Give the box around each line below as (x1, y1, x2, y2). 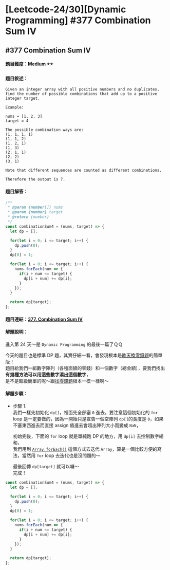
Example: (5, 105, 24, 110)
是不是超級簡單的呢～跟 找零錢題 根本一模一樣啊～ (5, 378, 109, 384)
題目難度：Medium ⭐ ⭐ (5, 61, 53, 67)
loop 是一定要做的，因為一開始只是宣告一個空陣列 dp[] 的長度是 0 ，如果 (12, 416, 164, 422)
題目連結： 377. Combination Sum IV (5, 316, 83, 322)
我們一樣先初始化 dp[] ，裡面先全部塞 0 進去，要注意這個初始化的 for (12, 410, 158, 416)
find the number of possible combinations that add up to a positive (5, 91, 158, 97)
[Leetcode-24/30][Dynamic (5, 4, 126, 15)
